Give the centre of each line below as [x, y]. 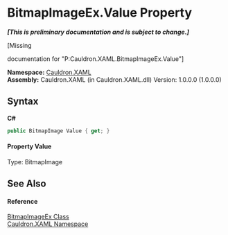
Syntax [23, 102]
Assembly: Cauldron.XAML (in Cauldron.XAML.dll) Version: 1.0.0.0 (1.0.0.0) [114, 79]
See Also [27, 184]
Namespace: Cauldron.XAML [49, 72]
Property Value [29, 146]
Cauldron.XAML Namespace [48, 224]
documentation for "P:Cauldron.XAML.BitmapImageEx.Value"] [96, 59]
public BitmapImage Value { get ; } [59, 131]
